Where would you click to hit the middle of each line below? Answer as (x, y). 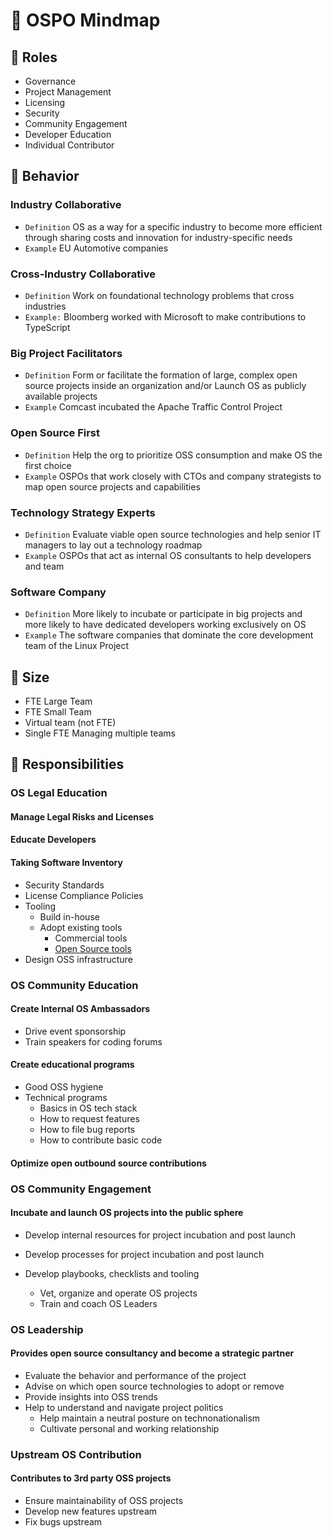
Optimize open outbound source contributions (108, 1163)
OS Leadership (47, 1329)
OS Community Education (74, 985)
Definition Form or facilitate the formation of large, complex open (161, 375)
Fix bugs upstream (63, 1521)
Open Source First (55, 433)
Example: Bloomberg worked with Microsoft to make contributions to (165, 316)
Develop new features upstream (91, 1511)
